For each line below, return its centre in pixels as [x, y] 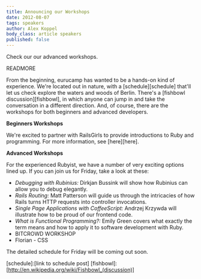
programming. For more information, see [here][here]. [73, 141]
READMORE [21, 68]
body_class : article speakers [44, 34]
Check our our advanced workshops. [52, 57]
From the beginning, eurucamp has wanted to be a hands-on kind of [91, 80]
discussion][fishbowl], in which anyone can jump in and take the [85, 99]
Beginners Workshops [35, 123]
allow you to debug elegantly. [51, 189]
